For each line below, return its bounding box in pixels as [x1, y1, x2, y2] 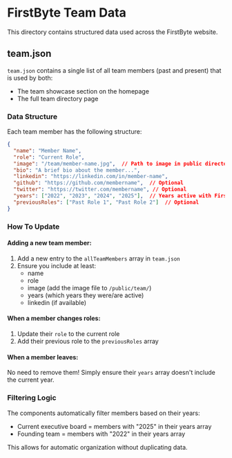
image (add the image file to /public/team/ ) [27, 283, 152, 292]
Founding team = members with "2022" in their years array [17, 430, 186, 438]
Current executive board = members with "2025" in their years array [17, 422, 212, 430]
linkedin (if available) [27, 298, 86, 306]
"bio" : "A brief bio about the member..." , [13, 166, 140, 174]
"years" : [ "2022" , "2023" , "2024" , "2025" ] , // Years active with [13, 193, 212, 200]
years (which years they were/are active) [27, 291, 144, 299]
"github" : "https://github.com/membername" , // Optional [13, 179, 184, 186]
